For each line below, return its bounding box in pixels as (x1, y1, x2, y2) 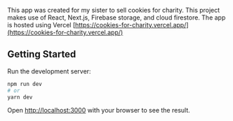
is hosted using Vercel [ (7, 21, 76, 29)
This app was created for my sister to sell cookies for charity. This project (7, 6, 220, 14)
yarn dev (7, 94, 33, 101)
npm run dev (7, 80, 42, 87)
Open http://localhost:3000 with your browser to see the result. (7, 106, 191, 115)
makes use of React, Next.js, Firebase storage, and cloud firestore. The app (7, 13, 226, 22)
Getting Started (7, 48, 76, 60)
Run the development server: (7, 66, 91, 76)
